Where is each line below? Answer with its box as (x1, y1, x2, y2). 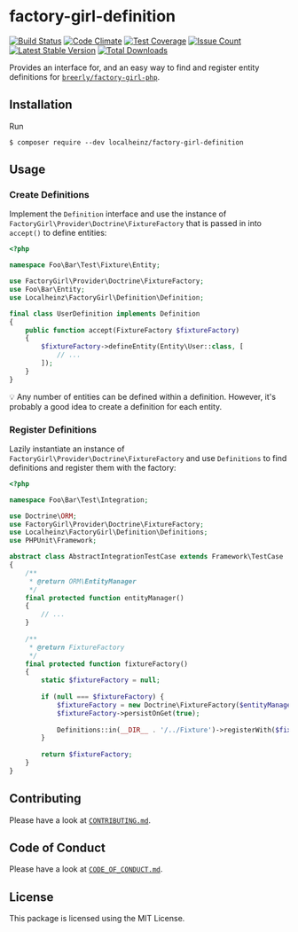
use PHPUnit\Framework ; (9, 536, 98, 545)
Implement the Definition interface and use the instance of (9, 208, 227, 219)
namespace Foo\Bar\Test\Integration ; (9, 495, 149, 505)
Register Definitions (9, 423, 98, 435)
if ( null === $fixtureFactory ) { (41, 693, 165, 701)
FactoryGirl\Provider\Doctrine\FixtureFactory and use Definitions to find (9, 452, 287, 463)
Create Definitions (9, 189, 90, 201)
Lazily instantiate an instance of (9, 443, 125, 454)
